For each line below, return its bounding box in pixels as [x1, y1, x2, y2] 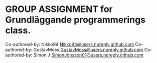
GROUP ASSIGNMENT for [5, 3, 113, 15]
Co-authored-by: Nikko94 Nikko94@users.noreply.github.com [5, 41, 134, 47]
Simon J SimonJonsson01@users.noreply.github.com [33, 51, 144, 58]
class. [5, 25, 31, 36]
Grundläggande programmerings [5, 14, 146, 25]
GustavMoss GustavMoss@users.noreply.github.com [33, 46, 143, 52]
